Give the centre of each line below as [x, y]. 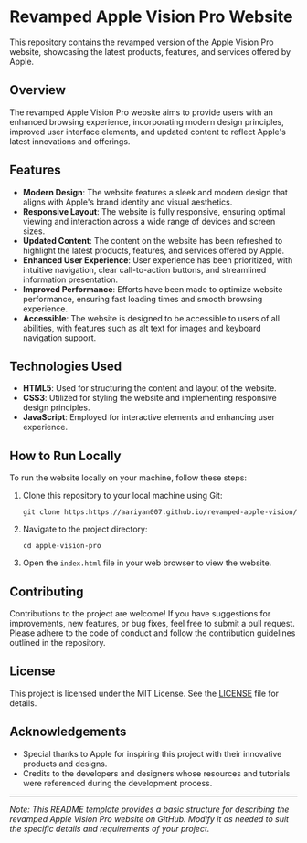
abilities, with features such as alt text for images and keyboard [142, 328]
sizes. [34, 231]
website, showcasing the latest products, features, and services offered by [150, 51]
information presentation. [70, 279]
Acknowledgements [68, 732]
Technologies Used [65, 366]
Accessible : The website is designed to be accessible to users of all [151, 318]
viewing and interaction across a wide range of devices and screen [149, 221]
